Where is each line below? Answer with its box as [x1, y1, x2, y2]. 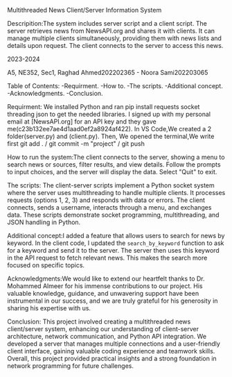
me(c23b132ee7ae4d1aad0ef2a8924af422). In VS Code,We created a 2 [7, 125, 212, 133]
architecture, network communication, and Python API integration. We [7, 333, 206, 340]
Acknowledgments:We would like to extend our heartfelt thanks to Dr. [7, 274, 206, 283]
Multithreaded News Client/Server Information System [7, 6, 162, 14]
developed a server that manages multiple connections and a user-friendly [7, 340, 220, 348]
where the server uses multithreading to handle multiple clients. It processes [7, 189, 226, 196]
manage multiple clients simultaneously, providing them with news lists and [7, 34, 222, 42]
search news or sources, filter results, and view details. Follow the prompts [7, 160, 221, 169]
